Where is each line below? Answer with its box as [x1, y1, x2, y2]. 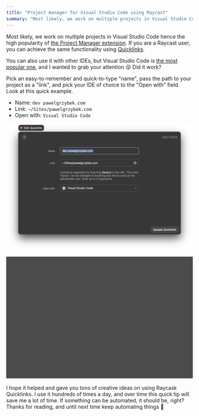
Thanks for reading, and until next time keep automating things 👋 [6, 404, 164, 411]
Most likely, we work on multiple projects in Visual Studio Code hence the [6, 33, 185, 40]
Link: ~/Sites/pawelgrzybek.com [14, 105, 92, 112]
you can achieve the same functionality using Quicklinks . [6, 45, 145, 53]
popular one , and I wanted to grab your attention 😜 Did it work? [6, 63, 162, 71]
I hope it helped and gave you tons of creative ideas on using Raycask [6, 385, 177, 392]
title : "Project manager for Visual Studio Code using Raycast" [6, 9, 168, 15]
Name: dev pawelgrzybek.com [14, 99, 86, 106]
